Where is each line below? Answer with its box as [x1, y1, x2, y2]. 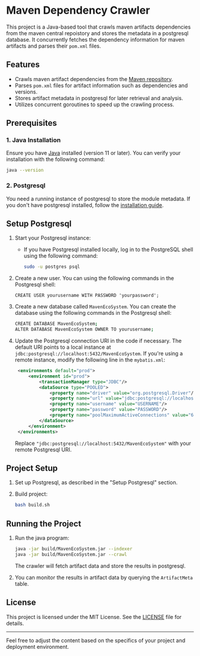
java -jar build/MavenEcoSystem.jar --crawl [14, 551, 127, 558]
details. [6, 620, 24, 627]
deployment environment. [6, 643, 70, 650]
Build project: [14, 490, 48, 498]
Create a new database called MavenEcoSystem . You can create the [14, 303, 176, 310]
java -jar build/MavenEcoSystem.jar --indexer [14, 546, 133, 552]
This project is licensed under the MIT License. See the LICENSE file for [6, 613, 182, 620]
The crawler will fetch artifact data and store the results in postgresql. [14, 562, 186, 570]
